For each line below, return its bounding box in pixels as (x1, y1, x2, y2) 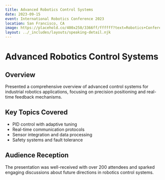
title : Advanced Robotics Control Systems (5, 7, 93, 12)
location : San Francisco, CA (5, 21, 65, 26)
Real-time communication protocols (12, 126, 85, 132)
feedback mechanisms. (15, 94, 62, 100)
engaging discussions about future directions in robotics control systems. (5, 169, 154, 175)
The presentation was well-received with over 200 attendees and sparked (5, 164, 155, 170)
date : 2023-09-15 (5, 12, 41, 17)
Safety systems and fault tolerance (12, 137, 83, 143)
